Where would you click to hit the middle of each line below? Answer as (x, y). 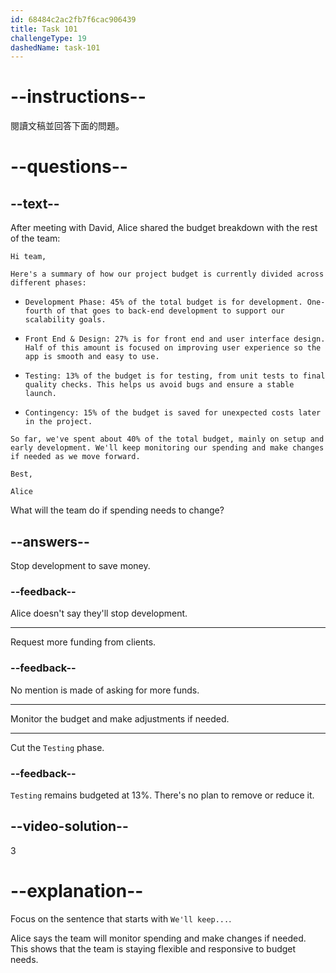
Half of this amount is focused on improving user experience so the (173, 348)
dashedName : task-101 (55, 47)
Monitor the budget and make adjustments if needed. (120, 718)
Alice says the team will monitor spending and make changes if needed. (158, 938)
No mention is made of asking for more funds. (105, 690)
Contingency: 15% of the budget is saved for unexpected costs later (173, 413)
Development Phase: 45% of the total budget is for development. (163, 302)
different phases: (48, 283)
